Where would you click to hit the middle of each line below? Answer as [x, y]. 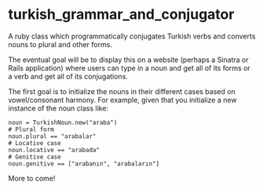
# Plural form [31, 129]
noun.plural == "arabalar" [52, 136]
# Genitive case [35, 157]
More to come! [32, 178]
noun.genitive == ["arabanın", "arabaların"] [84, 164]
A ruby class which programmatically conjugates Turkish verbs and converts [132, 36]
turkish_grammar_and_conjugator [121, 15]
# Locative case [35, 143]
